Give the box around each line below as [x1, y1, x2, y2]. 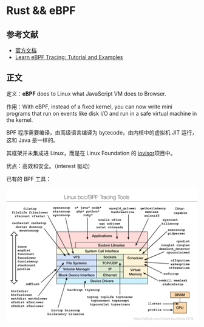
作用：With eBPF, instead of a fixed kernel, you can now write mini [6, 103, 173, 110]
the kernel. [6, 116, 33, 124]
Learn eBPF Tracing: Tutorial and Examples [15, 54, 123, 61]
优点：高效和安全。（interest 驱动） [6, 162, 93, 169]
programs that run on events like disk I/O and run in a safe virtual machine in [6, 110, 197, 117]
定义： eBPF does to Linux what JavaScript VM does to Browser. [6, 90, 167, 97]
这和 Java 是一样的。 [6, 136, 59, 144]
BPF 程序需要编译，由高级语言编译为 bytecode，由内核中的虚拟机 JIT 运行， [6, 128, 198, 136]
